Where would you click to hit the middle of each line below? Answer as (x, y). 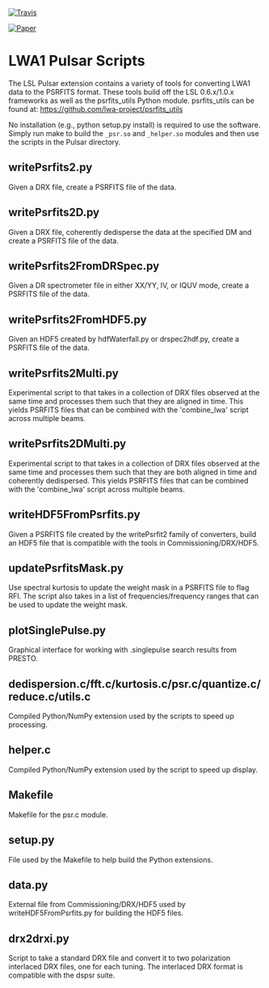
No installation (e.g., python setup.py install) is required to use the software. (134, 125)
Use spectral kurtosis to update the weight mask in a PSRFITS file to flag (129, 588)
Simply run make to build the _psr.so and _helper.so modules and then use (134, 133)
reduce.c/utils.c (50, 696)
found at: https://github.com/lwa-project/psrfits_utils (96, 109)
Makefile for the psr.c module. (58, 815)
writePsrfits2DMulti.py (67, 444)
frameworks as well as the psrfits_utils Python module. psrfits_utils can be (131, 100)
